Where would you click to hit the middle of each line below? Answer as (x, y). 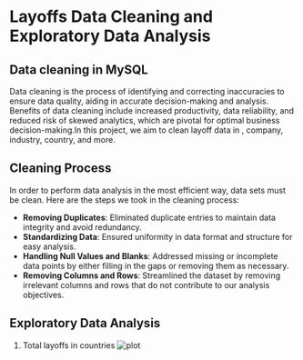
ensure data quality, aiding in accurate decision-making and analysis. (139, 101)
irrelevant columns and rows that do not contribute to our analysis (146, 285)
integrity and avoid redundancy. (82, 227)
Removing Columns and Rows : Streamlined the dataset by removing (151, 275)
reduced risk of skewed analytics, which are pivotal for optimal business (145, 120)
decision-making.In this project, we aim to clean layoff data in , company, (146, 130)
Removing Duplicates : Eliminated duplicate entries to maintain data (149, 217)
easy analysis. (49, 246)
